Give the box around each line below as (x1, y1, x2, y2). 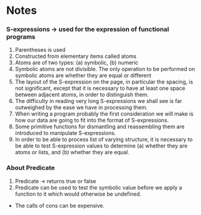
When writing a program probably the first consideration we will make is (14, 110, 194, 117)
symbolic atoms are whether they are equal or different (14, 72, 152, 79)
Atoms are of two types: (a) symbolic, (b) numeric (14, 59, 138, 66)
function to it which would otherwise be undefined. (14, 190, 141, 198)
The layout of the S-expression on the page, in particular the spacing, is (14, 78, 194, 86)
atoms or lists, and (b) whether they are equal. (14, 149, 129, 156)
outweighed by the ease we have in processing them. (14, 104, 148, 111)
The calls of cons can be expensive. (14, 202, 105, 209)
